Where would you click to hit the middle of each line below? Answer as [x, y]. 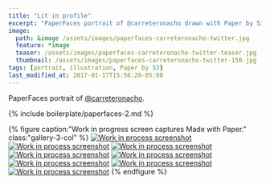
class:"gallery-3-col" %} [49, 138]
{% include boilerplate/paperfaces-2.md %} [81, 114]
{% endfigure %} [139, 171]
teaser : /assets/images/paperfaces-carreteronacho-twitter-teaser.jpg [136, 53]
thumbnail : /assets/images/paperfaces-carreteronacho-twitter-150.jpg [136, 61]
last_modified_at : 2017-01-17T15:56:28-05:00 [86, 75]
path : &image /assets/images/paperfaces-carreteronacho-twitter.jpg [133, 38]
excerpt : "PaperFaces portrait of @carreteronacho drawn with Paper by [131, 23]
